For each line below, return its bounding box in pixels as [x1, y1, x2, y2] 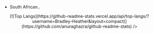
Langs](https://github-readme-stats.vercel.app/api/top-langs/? [22, 13, 150, 19]
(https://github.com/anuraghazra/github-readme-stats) [21, 23, 132, 29]
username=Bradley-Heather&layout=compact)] [32, 19, 127, 24]
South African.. [9, 4, 40, 10]
